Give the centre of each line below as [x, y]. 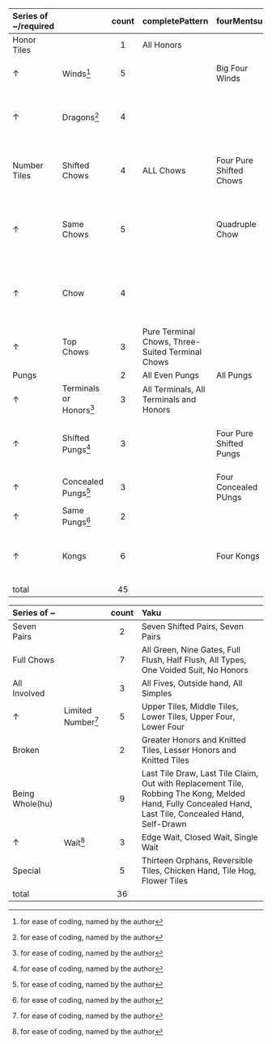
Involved [29, 693]
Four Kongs [238, 556]
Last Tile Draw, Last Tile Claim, [200, 773]
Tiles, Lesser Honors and [189, 750]
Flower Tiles [165, 880]
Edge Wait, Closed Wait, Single [200, 836]
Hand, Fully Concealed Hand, [197, 803]
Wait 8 [74, 842]
